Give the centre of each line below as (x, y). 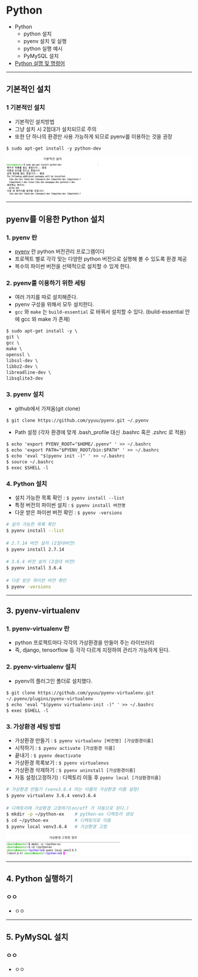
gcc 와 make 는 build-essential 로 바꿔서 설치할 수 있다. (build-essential (99, 312)
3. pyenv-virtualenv (43, 611)
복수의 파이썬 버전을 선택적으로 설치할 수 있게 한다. (73, 266)
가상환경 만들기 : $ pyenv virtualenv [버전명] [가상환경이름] (84, 740)
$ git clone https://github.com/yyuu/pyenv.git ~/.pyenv (77, 420)
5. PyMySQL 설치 (37, 937)
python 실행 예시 (43, 48)
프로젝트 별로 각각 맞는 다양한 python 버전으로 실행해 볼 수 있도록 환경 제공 (101, 259)
